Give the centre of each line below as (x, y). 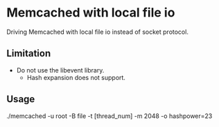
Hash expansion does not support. (76, 77)
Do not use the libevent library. (60, 70)
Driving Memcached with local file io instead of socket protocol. (97, 32)
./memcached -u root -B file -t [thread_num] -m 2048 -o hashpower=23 (109, 116)
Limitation (29, 53)
